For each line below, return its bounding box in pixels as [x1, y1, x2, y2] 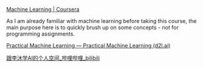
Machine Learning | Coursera [6, 6, 80, 13]
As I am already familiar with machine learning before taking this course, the [6, 18, 197, 24]
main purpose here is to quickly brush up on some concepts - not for [6, 24, 179, 31]
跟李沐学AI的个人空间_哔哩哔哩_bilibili [6, 54, 100, 62]
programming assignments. [6, 30, 75, 37]
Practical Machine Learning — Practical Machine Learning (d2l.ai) [6, 42, 171, 49]
